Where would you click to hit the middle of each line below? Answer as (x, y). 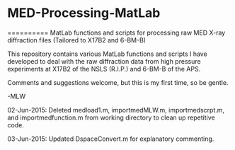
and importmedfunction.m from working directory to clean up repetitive (111, 117)
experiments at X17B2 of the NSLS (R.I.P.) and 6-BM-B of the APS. (104, 69)
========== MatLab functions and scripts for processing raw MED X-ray (116, 33)
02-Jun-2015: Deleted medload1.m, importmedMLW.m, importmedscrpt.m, (116, 110)
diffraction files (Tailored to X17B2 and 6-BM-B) (77, 40)
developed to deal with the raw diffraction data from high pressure (104, 61)
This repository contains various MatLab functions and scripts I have (107, 54)
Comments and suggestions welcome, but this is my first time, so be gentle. (118, 82)
